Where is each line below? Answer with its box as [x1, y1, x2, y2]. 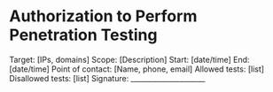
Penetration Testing [9, 25, 158, 45]
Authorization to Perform [9, 6, 198, 27]
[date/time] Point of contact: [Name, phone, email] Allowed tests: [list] [9, 64, 264, 74]
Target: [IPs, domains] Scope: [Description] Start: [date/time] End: [9, 54, 250, 65]
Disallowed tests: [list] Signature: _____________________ [9, 73, 206, 83]
